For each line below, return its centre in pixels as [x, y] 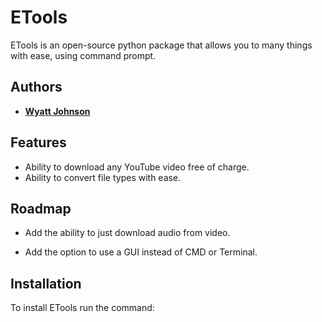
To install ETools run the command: [82, 308]
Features [38, 142]
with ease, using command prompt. [83, 55]
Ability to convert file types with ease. [103, 177]
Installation [46, 283]
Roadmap [41, 208]
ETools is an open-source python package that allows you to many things [161, 45]
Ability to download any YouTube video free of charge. [137, 167]
